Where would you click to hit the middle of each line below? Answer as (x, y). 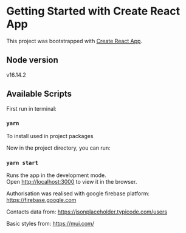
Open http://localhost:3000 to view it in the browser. (72, 182)
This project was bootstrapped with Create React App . (74, 41)
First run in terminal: (31, 108)
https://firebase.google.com (41, 200)
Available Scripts (39, 94)
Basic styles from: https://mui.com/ (50, 224)
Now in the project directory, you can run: (58, 148)
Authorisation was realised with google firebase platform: (78, 193)
